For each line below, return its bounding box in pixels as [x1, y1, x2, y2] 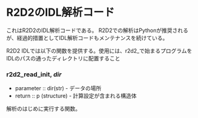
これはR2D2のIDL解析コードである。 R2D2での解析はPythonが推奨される [6, 27, 189, 34]
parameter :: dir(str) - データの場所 [15, 85, 102, 92]
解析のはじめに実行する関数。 [6, 105, 81, 113]
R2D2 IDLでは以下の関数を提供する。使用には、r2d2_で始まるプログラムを [6, 47, 193, 54]
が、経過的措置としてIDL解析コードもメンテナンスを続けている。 [6, 34, 168, 41]
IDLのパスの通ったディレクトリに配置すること [6, 54, 120, 62]
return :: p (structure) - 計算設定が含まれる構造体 [15, 92, 137, 100]
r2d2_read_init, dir [6, 70, 62, 79]
